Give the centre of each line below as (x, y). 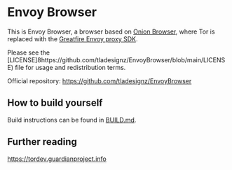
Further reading (42, 142)
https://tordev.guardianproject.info (57, 159)
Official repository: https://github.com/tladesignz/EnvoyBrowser (100, 80)
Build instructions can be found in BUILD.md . (72, 120)
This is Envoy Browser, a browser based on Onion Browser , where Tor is (111, 31)
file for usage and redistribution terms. (70, 67)
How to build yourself (55, 103)
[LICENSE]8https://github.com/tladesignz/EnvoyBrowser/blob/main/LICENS (116, 59)
